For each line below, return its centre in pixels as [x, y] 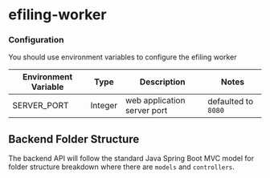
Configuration [36, 40]
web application [155, 100]
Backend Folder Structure [74, 139]
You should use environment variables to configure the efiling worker [123, 57]
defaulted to [231, 102]
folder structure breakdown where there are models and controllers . [122, 167]
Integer [104, 106]
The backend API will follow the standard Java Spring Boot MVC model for [131, 159]
